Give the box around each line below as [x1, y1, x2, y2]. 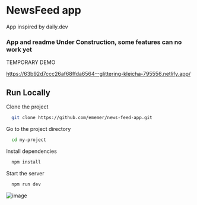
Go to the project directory [6, 125, 71, 132]
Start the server [6, 169, 45, 177]
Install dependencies [6, 148, 58, 155]
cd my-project [11, 137, 46, 143]
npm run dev [11, 181, 42, 187]
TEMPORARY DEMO [6, 59, 56, 66]
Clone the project [6, 103, 49, 110]
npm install [11, 159, 42, 165]
